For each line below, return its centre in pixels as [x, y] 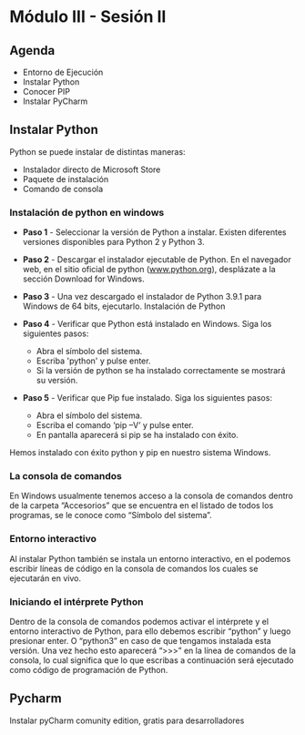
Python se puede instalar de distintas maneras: [97, 151]
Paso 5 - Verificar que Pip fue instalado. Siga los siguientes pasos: [147, 398]
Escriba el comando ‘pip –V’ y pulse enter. [115, 425]
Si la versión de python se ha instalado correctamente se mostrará [161, 371]
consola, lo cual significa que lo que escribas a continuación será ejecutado [152, 660]
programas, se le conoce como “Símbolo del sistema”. [111, 516]
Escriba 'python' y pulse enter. [93, 361]
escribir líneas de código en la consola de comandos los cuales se [134, 568]
